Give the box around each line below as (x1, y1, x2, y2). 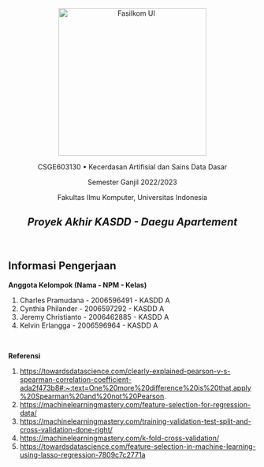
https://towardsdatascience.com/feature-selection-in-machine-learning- (19, 441, 256, 451)
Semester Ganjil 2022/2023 (87, 177, 177, 187)
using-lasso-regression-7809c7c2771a (19, 450, 146, 459)
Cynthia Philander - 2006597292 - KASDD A (19, 303, 165, 313)
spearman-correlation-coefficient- (19, 374, 132, 384)
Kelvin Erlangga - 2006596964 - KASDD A (19, 321, 158, 330)
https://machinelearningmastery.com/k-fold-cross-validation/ (19, 433, 219, 443)
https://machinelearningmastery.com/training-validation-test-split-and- (19, 417, 252, 426)
